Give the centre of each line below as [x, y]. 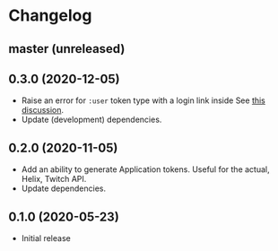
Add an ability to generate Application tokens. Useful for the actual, [145, 169]
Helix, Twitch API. [54, 179]
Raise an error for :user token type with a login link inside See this [143, 100]
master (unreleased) [67, 49]
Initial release [46, 238]
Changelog [50, 16]
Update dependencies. [64, 188]
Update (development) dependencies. [91, 120]
